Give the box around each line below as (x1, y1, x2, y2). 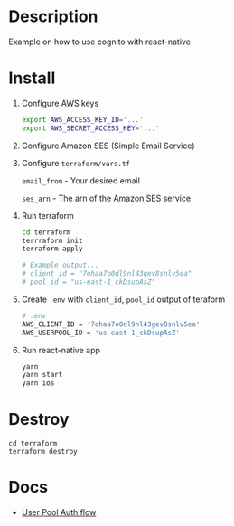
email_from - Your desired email (21, 174, 141, 186)
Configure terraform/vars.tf (21, 157, 130, 168)
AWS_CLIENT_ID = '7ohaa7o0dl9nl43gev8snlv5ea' (21, 319, 201, 329)
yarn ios (21, 379, 55, 388)
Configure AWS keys (21, 98, 99, 108)
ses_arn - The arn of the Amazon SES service (21, 193, 192, 203)
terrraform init (21, 236, 83, 245)
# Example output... (21, 260, 99, 270)
